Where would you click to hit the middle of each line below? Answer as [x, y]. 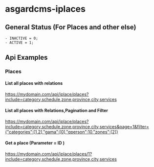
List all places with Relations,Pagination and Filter [57, 111]
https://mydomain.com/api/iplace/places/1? [49, 154]
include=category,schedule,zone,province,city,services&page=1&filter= [77, 126]
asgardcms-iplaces [45, 9]
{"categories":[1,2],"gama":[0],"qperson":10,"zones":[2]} [62, 132]
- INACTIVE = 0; [22, 38]
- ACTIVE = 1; [20, 43]
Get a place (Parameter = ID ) [35, 143]
